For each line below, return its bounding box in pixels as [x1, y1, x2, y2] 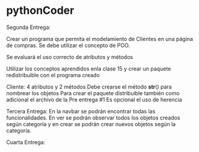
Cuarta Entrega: [6, 138, 46, 145]
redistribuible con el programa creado [6, 71, 100, 78]
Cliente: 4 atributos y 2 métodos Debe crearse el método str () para [6, 83, 173, 90]
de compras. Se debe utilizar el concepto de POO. [6, 42, 130, 49]
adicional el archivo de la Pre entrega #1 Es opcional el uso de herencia [6, 96, 182, 103]
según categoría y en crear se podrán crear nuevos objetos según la [6, 120, 176, 127]
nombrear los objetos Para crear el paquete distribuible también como [6, 89, 180, 97]
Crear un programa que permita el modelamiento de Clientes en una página [6, 35, 194, 42]
